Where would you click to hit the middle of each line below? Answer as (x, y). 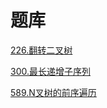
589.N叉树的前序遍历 (53, 92)
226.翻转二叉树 (41, 50)
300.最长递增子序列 (50, 71)
